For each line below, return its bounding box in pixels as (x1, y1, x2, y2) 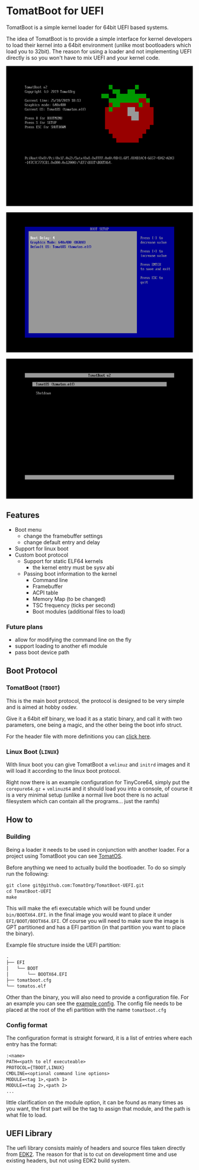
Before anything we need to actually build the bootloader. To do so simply (6, 864, 186, 871)
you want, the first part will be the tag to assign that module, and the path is (6, 1105, 191, 1113)
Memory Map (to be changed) (32, 595, 106, 602)
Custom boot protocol (14, 551, 69, 558)
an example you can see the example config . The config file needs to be (6, 1000, 182, 1007)
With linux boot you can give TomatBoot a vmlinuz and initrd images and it (6, 761, 190, 768)
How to (6, 815, 33, 825)
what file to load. (6, 1111, 47, 1118)
